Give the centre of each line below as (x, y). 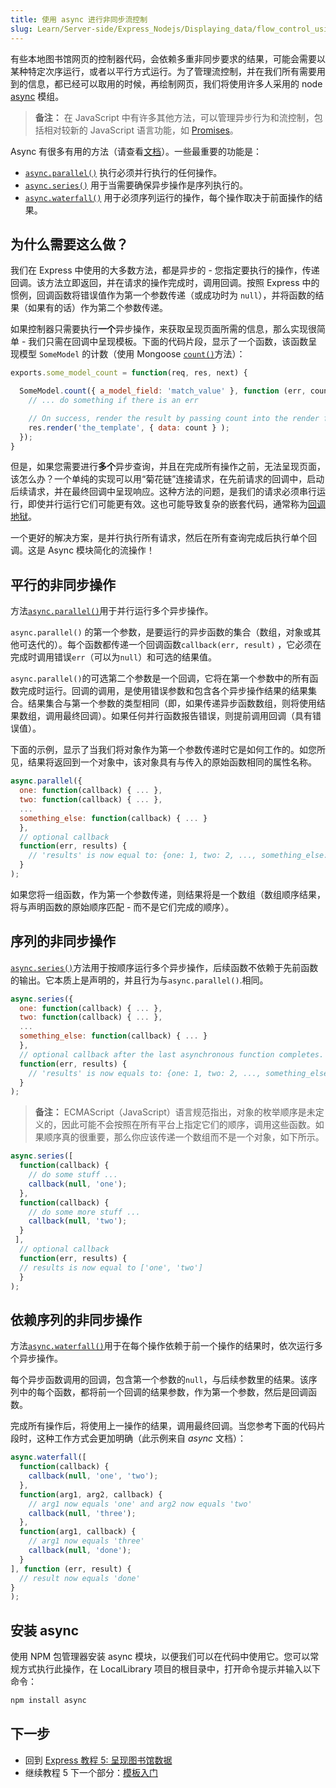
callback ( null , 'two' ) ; (78, 1221)
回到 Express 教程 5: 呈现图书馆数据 (98, 1760)
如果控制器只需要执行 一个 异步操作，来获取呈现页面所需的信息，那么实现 (159, 329)
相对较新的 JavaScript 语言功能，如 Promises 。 (141, 130)
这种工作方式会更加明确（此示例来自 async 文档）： (141, 1438)
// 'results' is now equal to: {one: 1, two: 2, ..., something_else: (178, 856)
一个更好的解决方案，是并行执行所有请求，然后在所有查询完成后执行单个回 (163, 538)
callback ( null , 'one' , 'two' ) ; (93, 1476)
